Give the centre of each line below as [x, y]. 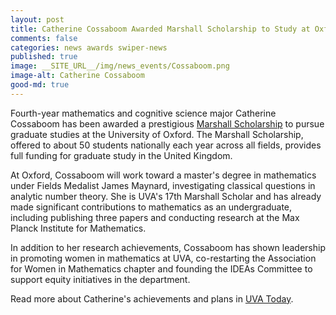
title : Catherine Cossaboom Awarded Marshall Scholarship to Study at [160, 29]
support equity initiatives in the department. [100, 279]
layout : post [37, 19]
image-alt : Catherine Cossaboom [77, 76]
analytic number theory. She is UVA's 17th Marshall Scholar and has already [166, 196]
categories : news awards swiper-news [89, 47]
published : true [44, 57]
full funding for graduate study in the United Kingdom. [121, 155]
